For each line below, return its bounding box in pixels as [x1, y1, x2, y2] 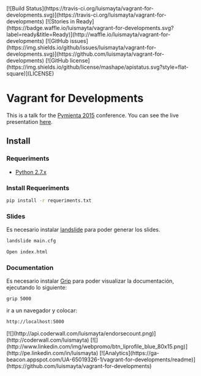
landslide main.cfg [6, 238, 56, 244]
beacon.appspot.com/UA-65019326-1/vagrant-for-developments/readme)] [6, 356, 196, 363]
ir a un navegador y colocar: [6, 307, 78, 314]
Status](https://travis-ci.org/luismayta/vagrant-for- [25, 5, 154, 12]
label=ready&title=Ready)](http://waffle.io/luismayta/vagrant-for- [6, 31, 170, 38]
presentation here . [6, 118, 53, 125]
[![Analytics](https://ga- [99, 349, 159, 356]
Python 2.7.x [15, 168, 47, 175]
